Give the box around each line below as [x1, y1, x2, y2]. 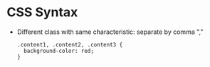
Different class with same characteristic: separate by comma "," [16, 28, 204, 36]
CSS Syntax [6, 4, 78, 20]
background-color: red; [23, 47, 94, 54]
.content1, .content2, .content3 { [16, 41, 123, 48]
